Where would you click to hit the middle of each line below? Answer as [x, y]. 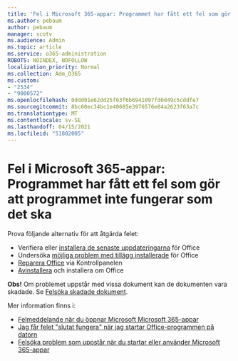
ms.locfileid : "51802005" [46, 133]
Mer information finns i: [42, 306]
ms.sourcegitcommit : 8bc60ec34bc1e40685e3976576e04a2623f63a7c [103, 107]
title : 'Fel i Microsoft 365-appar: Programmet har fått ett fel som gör [119, 14]
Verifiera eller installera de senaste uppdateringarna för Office [109, 248]
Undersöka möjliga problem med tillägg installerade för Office [108, 255]
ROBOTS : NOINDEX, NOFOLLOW [47, 61]
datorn [27, 335]
